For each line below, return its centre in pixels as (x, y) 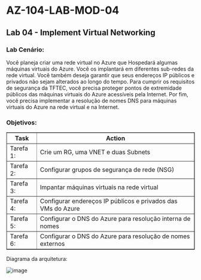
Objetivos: (22, 122)
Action (115, 138)
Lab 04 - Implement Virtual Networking (81, 33)
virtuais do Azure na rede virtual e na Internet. (63, 107)
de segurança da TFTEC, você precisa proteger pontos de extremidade (94, 88)
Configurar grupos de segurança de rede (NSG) (107, 170)
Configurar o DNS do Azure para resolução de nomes (115, 236)
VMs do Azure (60, 209)
